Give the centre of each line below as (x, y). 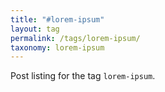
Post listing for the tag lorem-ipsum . (83, 76)
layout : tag (35, 29)
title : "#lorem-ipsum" (57, 19)
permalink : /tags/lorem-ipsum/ (75, 38)
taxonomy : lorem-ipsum (57, 47)
